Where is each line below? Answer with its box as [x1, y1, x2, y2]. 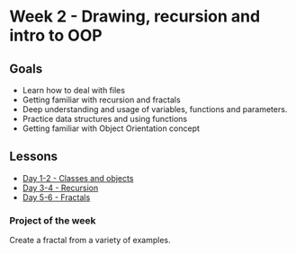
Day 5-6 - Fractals [22, 191, 91, 203]
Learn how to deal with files [22, 85, 126, 95]
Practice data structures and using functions [22, 114, 187, 124]
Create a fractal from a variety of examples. [9, 235, 171, 246]
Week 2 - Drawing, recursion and [9, 6, 261, 27]
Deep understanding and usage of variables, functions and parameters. [22, 104, 288, 114]
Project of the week [9, 214, 96, 226]
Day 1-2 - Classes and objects [22, 172, 134, 183]
